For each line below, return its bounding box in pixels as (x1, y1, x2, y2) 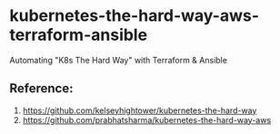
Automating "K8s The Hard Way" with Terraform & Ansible (9, 54, 227, 65)
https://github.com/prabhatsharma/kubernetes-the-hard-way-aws (22, 114, 272, 125)
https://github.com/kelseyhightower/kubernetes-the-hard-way (22, 105, 257, 116)
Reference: (9, 81, 74, 96)
